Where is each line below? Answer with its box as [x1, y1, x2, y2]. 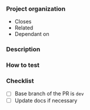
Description [6, 45, 41, 54]
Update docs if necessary [14, 96, 78, 104]
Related [14, 24, 34, 31]
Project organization [6, 5, 66, 13]
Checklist [6, 77, 34, 85]
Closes [14, 18, 32, 25]
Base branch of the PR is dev [14, 90, 84, 97]
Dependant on [14, 31, 49, 38]
